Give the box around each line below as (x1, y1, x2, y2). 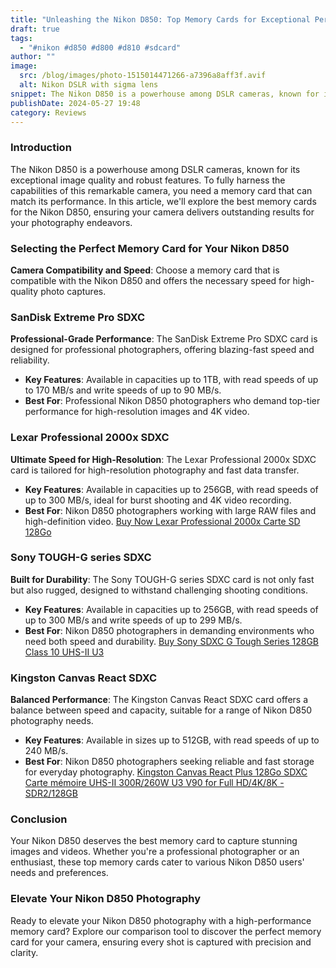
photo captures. (40, 285, 107, 297)
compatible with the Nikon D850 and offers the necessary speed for (10, 274, 291, 286)
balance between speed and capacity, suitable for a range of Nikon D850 (10, 704, 313, 716)
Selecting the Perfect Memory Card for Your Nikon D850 (10, 241, 290, 255)
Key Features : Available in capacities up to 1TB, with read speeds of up (24, 374, 319, 386)
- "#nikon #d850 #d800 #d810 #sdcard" (19, 42, 182, 53)
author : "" (10, 52, 56, 62)
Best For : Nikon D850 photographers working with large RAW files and (24, 504, 317, 516)
